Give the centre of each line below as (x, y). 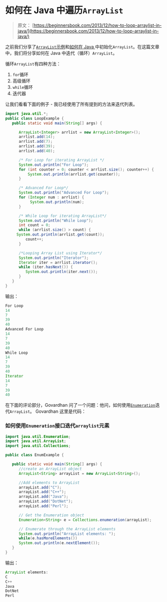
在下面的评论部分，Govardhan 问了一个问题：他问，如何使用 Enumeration (80, 405)
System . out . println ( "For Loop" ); (54, 165)
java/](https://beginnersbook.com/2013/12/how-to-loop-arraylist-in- (88, 31)
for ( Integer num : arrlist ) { (51, 197)
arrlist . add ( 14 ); (37, 137)
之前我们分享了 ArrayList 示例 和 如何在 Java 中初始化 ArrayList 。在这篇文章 (82, 46)
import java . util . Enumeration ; (38, 436)
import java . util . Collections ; (38, 446)
